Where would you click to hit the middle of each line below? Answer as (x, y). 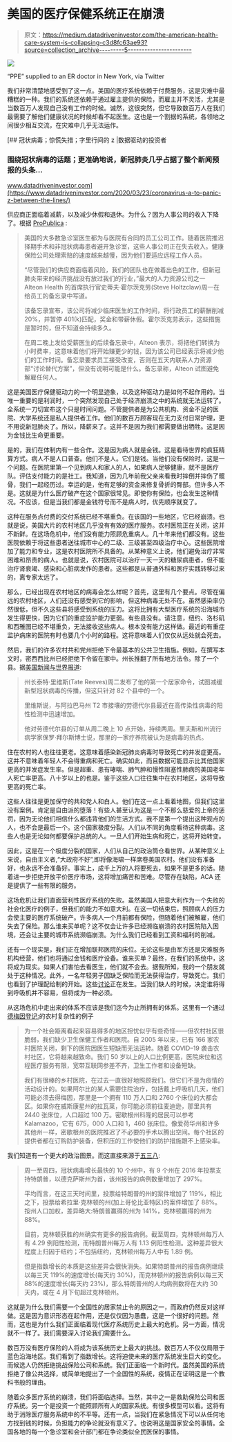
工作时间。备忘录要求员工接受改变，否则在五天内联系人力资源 (124, 360)
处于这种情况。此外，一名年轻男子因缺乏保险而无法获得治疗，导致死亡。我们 (116, 976)
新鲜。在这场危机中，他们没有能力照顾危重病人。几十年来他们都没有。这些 (119, 534)
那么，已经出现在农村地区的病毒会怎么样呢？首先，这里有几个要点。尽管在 (113, 592)
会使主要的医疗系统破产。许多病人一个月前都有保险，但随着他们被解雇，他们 (116, 918)
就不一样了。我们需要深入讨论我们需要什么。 (71, 1333)
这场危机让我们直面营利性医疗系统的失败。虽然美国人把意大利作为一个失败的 (116, 900)
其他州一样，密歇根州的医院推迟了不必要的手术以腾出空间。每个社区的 (124, 1132)
